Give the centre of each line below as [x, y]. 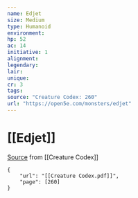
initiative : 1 [28, 53]
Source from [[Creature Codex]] [53, 157]
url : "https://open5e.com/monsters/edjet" [69, 104]
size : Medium [26, 20]
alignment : [23, 59]
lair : [15, 71]
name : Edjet [24, 13]
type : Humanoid [29, 26]
